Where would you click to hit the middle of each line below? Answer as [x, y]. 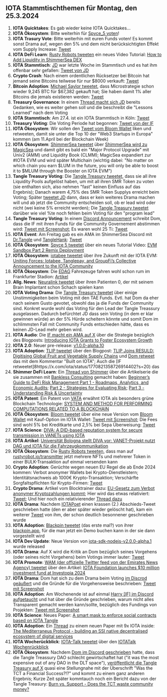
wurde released [29, 546]
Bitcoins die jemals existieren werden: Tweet [58, 97]
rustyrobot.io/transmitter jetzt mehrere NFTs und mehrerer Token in [82, 456]
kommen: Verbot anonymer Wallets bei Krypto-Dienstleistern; [75, 472]
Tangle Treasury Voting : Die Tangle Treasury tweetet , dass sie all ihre [84, 176]
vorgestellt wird [29, 536]
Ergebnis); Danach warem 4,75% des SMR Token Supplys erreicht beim [86, 192]
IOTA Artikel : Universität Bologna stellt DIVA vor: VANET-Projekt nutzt [84, 441]
